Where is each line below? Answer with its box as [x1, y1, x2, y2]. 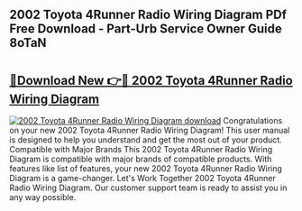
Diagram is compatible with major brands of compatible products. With [9, 153, 272, 164]
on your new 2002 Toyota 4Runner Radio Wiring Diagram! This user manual [9, 125, 290, 135]
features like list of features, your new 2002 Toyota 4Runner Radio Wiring [9, 163, 282, 174]
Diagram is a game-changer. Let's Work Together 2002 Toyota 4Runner [9, 173, 277, 183]
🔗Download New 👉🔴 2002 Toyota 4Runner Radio [9, 72, 293, 88]
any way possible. [9, 192, 77, 202]
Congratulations [223, 115, 283, 125]
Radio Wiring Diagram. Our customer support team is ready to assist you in [9, 182, 288, 193]
